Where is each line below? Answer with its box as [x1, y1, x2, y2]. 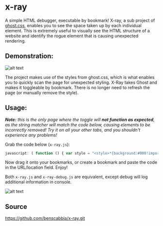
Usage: [5, 104, 28, 112]
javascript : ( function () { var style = [5, 151, 90, 156]
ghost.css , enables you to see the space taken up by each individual [5, 22, 142, 28]
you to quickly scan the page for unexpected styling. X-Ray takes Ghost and [5, 79, 158, 85]
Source [5, 202, 28, 211]
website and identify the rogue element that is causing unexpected [5, 33, 139, 39]
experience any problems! [5, 132, 57, 138]
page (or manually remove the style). [5, 90, 79, 95]
